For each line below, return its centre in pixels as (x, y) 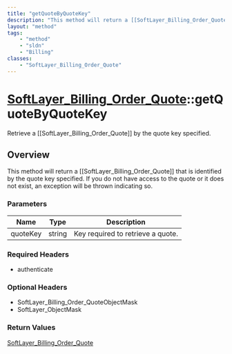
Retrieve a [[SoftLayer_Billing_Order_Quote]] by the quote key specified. (109, 133)
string (58, 234)
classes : (20, 59)
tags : (15, 33)
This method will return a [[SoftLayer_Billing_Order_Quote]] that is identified (115, 171)
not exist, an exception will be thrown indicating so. (80, 186)
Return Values (31, 328)
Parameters (27, 204)
